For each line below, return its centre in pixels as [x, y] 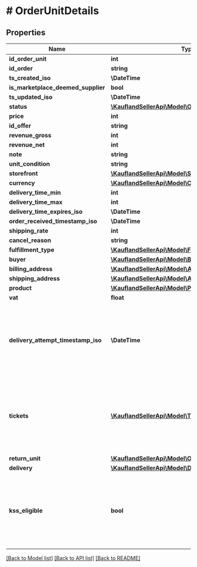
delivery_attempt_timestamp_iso [55, 340]
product [21, 288]
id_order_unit [28, 59]
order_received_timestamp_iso [53, 221]
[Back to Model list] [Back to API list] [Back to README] [73, 558]
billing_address [31, 269]
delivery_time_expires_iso [46, 212]
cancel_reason [30, 240]
